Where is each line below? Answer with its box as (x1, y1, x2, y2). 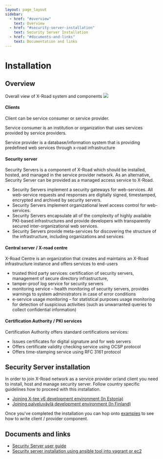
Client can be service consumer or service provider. (5, 115, 110, 121)
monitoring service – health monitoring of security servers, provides (12, 286, 149, 292)
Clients (5, 104, 20, 110)
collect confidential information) (12, 307, 77, 313)
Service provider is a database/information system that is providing (5, 139, 140, 145)
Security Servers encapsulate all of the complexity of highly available (12, 213, 151, 218)
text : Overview (14, 21, 45, 26)
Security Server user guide (12, 443, 67, 449)
